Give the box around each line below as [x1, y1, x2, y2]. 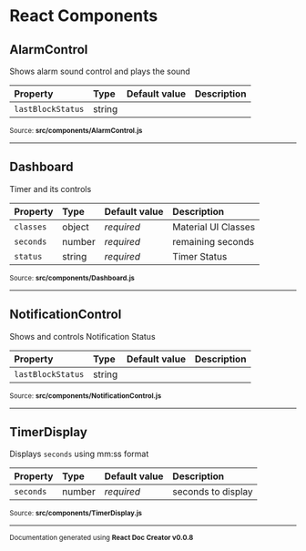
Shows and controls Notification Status [9, 331, 157, 342]
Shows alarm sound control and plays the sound [9, 66, 191, 77]
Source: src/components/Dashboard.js [9, 273, 135, 282]
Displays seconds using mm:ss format [9, 448, 149, 460]
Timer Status [172, 250, 228, 262]
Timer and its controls [9, 183, 92, 194]
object [62, 220, 89, 233]
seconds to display [172, 485, 253, 498]
